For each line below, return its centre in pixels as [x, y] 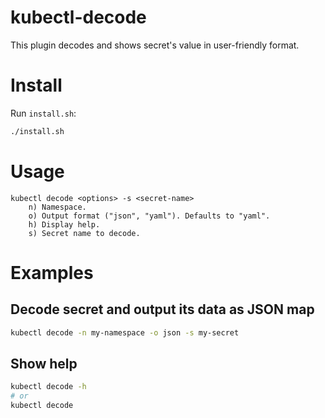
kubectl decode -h [48, 387]
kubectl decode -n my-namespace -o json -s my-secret [125, 332]
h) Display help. [64, 224]
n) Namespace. [57, 207]
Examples [52, 272]
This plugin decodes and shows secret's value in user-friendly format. [155, 45]
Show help [44, 363]
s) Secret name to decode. [84, 233]
